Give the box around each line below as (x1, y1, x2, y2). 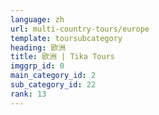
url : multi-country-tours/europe (10, 24, 150, 34)
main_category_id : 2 (10, 71, 97, 81)
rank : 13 (10, 89, 47, 99)
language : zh (10, 14, 65, 25)
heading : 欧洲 (10, 42, 67, 53)
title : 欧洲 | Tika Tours (10, 52, 115, 62)
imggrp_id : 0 (10, 61, 65, 71)
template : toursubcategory (10, 33, 123, 43)
